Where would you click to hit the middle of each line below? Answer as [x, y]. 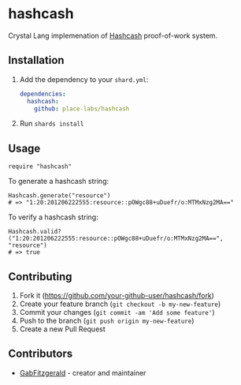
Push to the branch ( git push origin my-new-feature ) [107, 321]
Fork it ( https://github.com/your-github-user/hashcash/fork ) [117, 295]
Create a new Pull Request [63, 329]
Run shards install [52, 124]
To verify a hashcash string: [53, 217]
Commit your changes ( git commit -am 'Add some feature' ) [117, 312]
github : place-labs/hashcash [82, 108]
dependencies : [43, 94]
